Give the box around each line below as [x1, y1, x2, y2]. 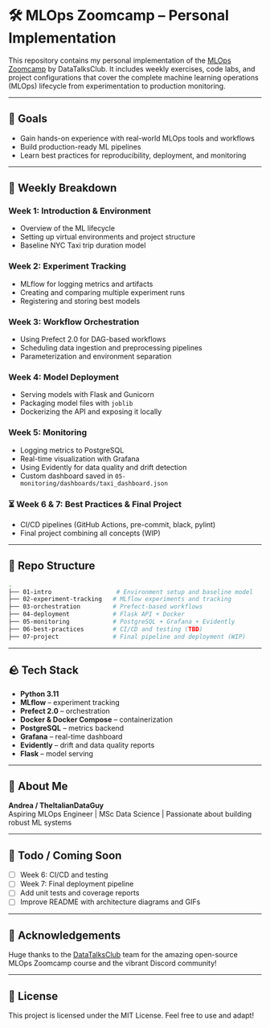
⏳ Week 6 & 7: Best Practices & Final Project [8, 498, 182, 510]
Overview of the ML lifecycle [19, 223, 115, 233]
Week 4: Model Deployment [8, 371, 119, 383]
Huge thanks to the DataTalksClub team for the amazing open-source [8, 950, 239, 960]
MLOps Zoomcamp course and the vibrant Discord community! [8, 958, 217, 969]
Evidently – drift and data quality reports [19, 740, 155, 750]
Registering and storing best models [19, 296, 141, 305]
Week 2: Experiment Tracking [8, 260, 127, 272]
